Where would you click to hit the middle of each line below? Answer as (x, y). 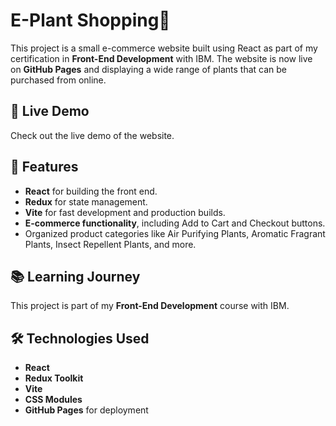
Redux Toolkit (54, 378)
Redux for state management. (86, 201)
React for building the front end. (91, 191)
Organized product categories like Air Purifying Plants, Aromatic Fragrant (175, 233)
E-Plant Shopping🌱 (90, 20)
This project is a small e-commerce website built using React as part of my (164, 48)
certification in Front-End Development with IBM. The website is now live (161, 58)
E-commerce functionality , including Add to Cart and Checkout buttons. (175, 223)
